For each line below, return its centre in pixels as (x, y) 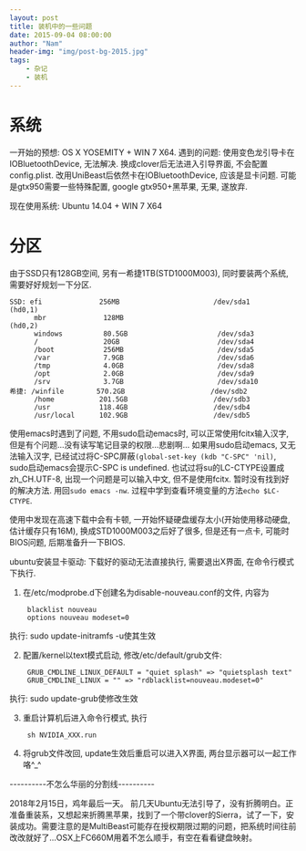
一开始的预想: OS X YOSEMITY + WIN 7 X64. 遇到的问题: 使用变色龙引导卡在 (152, 152)
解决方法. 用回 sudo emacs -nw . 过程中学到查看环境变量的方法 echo (138, 490)
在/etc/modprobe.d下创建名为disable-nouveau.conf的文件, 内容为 (146, 592)
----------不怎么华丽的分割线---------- (82, 784)
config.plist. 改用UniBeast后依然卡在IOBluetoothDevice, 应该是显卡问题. (144, 175)
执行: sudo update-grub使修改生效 (74, 698)
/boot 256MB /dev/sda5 (144, 349)
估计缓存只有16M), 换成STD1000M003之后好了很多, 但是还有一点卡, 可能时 (149, 531)
